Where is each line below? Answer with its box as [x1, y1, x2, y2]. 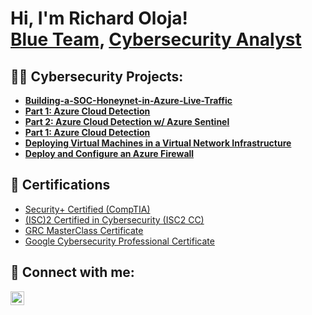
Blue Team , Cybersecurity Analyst [10, 28, 302, 51]
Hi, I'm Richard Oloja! [10, 7, 188, 30]
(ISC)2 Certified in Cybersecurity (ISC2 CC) [24, 213, 205, 226]
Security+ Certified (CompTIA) [24, 203, 151, 215]
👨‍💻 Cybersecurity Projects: [10, 68, 184, 85]
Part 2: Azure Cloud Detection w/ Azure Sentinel [24, 116, 230, 127]
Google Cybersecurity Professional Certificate [24, 235, 215, 247]
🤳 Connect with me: [10, 264, 135, 281]
